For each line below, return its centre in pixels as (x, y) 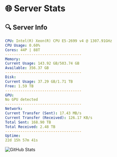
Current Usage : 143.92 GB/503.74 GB (42, 64)
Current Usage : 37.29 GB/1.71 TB (39, 81)
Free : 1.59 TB (19, 86)
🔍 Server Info (26, 27)
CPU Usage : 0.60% (23, 45)
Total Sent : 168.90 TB (28, 122)
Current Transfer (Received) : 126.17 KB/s (49, 118)
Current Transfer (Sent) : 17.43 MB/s (43, 113)
